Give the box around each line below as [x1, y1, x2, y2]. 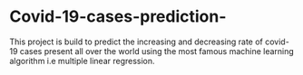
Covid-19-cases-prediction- [9, 6, 227, 27]
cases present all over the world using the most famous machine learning [19, 45, 295, 56]
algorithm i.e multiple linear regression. [9, 55, 156, 66]
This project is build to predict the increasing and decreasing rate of [9, 36, 263, 47]
